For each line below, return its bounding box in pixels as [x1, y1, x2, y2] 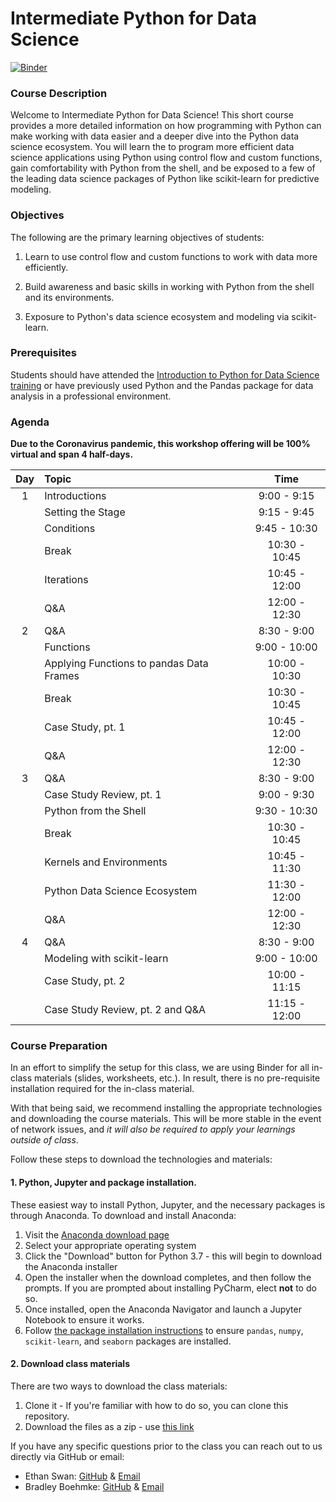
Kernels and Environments [44, 855, 168, 869]
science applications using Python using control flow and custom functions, [10, 152, 323, 164]
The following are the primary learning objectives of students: [10, 231, 265, 243]
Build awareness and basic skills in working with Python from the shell [24, 280, 315, 292]
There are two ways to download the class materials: [10, 1380, 228, 1392]
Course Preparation [10, 1039, 108, 1053]
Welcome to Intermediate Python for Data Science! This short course [10, 109, 294, 121]
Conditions [44, 522, 96, 536]
